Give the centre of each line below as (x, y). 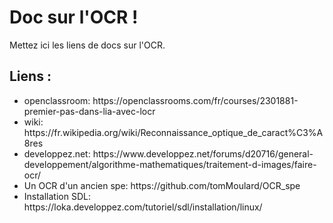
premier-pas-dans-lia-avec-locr (89, 111)
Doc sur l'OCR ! (74, 17)
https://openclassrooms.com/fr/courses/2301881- (195, 100)
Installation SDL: (57, 196)
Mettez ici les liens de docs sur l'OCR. (87, 45)
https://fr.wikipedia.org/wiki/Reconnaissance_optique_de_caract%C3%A (173, 132)
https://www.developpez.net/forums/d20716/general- (203, 153)
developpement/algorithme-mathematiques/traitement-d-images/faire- (170, 164)
